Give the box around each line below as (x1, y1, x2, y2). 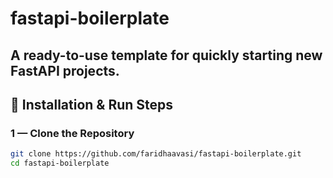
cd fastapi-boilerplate (10, 158, 110, 169)
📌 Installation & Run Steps (10, 96, 174, 113)
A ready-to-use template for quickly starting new (10, 47, 323, 64)
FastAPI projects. (10, 62, 120, 79)
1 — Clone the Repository (10, 126, 135, 140)
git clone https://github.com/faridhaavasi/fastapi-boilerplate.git (10, 149, 302, 159)
